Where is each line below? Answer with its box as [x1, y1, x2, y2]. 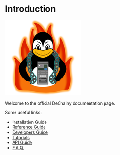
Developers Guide [12, 129, 48, 135]
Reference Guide [12, 124, 46, 130]
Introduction [5, 3, 56, 15]
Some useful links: [5, 109, 42, 115]
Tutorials [12, 134, 30, 140]
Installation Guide [12, 119, 47, 124]
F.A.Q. [12, 144, 24, 151]
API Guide [12, 139, 32, 145]
